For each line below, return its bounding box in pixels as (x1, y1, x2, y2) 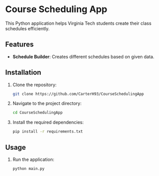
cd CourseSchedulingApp (12, 110, 63, 115)
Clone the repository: (12, 82, 57, 88)
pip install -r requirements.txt (12, 129, 83, 134)
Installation (5, 68, 41, 77)
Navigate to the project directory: (12, 100, 82, 106)
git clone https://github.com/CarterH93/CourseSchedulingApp (12, 91, 144, 96)
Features (5, 40, 34, 49)
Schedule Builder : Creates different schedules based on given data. (12, 53, 155, 60)
